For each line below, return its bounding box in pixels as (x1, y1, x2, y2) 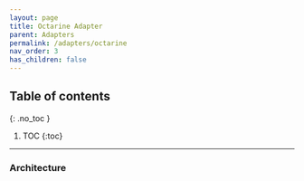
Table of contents (9, 89, 110, 104)
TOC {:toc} (22, 130, 63, 141)
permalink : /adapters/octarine (9, 38, 128, 48)
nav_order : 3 (9, 47, 59, 56)
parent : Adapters (9, 30, 75, 39)
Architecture (9, 161, 67, 174)
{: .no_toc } (9, 112, 51, 123)
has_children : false (9, 55, 88, 64)
